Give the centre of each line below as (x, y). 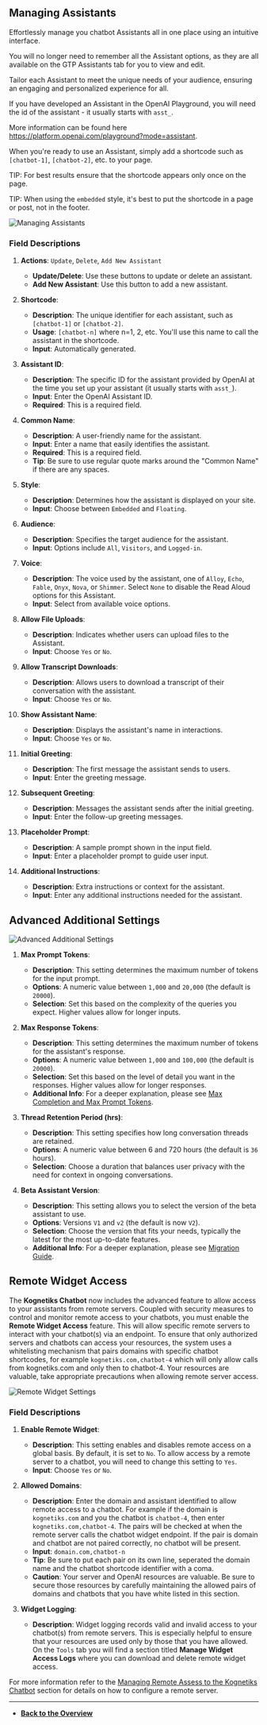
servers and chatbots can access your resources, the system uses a (120, 1342)
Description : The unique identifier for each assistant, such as (132, 315)
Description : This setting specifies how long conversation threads (140, 1132)
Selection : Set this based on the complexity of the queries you (134, 1003)
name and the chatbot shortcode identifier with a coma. (123, 1569)
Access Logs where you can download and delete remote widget (139, 1658)
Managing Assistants (63, 13)
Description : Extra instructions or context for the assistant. (128, 887)
